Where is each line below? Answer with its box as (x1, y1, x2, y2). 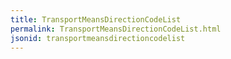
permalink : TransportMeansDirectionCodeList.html (10, 24, 222, 34)
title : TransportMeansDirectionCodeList (10, 14, 182, 25)
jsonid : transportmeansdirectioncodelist (10, 33, 186, 43)
